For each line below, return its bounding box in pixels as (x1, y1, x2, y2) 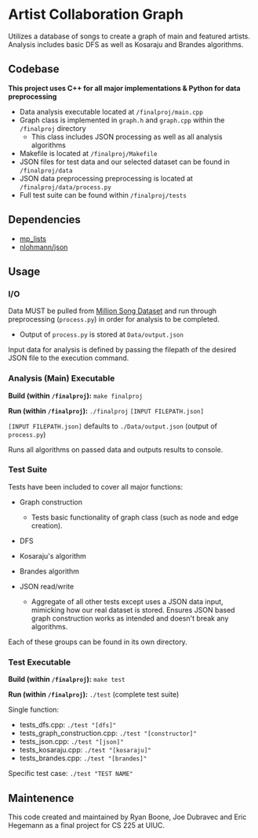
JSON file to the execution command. (8, 353, 129, 363)
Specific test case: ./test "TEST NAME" (8, 769, 133, 778)
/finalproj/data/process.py (19, 183, 111, 191)
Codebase (8, 63, 60, 76)
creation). (31, 520, 63, 530)
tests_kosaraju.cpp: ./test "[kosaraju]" (19, 745, 151, 755)
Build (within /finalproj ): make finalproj (8, 391, 144, 400)
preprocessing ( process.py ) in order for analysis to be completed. (8, 315, 220, 324)
